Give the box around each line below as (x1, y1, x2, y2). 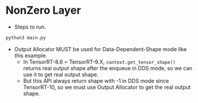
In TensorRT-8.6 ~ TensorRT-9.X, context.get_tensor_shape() (23, 58, 176, 65)
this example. (14, 52, 48, 59)
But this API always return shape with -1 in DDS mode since (23, 77, 169, 84)
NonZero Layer (5, 4, 81, 17)
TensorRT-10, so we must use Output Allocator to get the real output (23, 83, 191, 90)
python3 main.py (5, 35, 46, 40)
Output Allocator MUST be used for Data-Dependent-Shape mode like (14, 45, 187, 52)
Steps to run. (14, 23, 46, 30)
